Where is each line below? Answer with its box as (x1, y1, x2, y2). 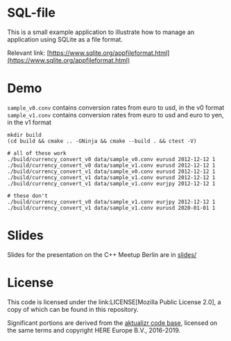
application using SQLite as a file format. (7, 35, 123, 43)
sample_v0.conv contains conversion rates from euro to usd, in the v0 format (7, 103, 225, 112)
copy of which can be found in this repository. (7, 305, 139, 313)
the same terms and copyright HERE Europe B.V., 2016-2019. (7, 326, 181, 334)
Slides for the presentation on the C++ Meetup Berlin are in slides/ (7, 250, 197, 258)
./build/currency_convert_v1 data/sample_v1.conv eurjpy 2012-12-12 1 (7, 180, 216, 187)
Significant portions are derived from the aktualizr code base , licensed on (7, 318, 218, 327)
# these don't (7, 192, 49, 199)
